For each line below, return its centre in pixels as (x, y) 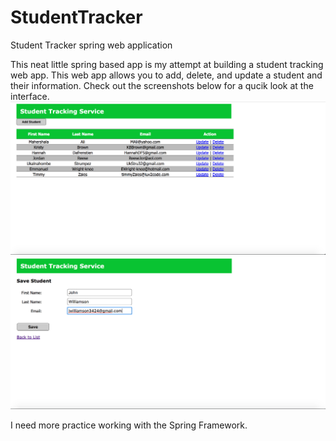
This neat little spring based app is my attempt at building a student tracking (167, 64)
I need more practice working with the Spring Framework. (129, 425)
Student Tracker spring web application (91, 45)
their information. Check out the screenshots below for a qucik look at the (162, 85)
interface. (30, 96)
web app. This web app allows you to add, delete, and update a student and (166, 75)
